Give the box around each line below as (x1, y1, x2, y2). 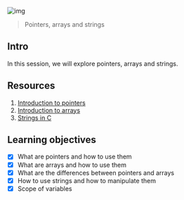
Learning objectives (7, 134, 97, 146)
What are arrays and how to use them (17, 161, 126, 169)
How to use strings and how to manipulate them (17, 176, 157, 185)
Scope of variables (17, 184, 72, 193)
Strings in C (17, 113, 52, 122)
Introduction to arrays (17, 106, 81, 114)
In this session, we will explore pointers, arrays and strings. (7, 59, 178, 68)
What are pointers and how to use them (17, 152, 132, 161)
